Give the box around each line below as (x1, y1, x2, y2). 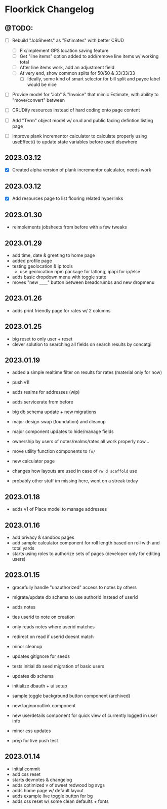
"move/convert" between (12, 97, 65, 103)
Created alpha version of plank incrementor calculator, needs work (12, 167, 151, 173)
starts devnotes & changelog (12, 776, 72, 783)
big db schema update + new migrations (12, 409, 97, 415)
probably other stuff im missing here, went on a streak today (12, 478, 138, 484)
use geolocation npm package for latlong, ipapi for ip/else (19, 269, 140, 274)
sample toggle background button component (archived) (12, 692, 131, 699)
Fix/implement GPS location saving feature (19, 47, 109, 54)
